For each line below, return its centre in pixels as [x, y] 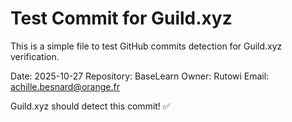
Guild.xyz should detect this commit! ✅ [90, 106]
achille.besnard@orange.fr [65, 86]
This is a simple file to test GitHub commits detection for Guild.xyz [146, 46]
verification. [35, 56]
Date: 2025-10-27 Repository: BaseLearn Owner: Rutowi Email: [140, 76]
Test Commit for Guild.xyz [121, 18]
